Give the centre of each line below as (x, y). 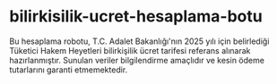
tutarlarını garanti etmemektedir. (69, 70)
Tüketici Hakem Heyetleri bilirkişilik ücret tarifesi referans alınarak (130, 50)
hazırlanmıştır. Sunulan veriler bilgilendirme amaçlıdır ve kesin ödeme (137, 60)
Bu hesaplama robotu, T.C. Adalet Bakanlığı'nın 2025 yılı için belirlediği (139, 41)
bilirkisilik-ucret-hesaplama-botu (136, 17)
